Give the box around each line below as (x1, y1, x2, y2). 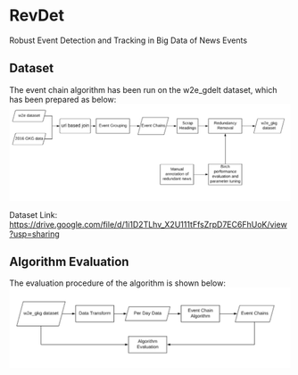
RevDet (9, 5, 65, 26)
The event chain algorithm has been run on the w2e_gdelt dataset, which (9, 84, 277, 95)
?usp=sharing (9, 229, 60, 239)
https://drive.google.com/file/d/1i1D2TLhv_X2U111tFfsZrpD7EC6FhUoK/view (9, 219, 287, 229)
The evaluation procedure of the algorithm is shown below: (9, 278, 226, 288)
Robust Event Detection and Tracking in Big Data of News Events (9, 35, 248, 46)
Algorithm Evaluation (9, 254, 129, 269)
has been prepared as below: (9, 94, 117, 104)
